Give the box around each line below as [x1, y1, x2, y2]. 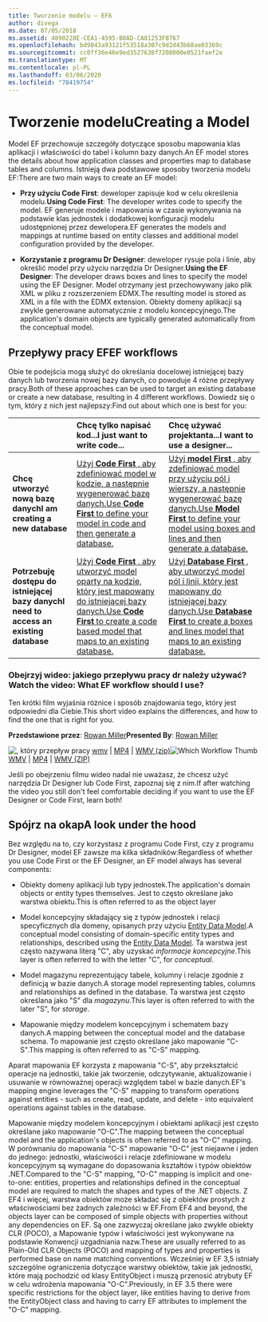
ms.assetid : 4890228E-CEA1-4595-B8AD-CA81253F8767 [8, 34, 180, 42]
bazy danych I [12, 596, 65, 607]
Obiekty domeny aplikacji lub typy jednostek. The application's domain [19, 880, 250, 890]
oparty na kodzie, [76, 576, 142, 587]
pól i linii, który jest [168, 576, 238, 587]
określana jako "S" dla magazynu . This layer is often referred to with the [19, 996, 255, 1005]
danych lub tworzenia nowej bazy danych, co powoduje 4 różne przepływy [8, 376, 254, 385]
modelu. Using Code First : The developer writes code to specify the [19, 197, 242, 207]
